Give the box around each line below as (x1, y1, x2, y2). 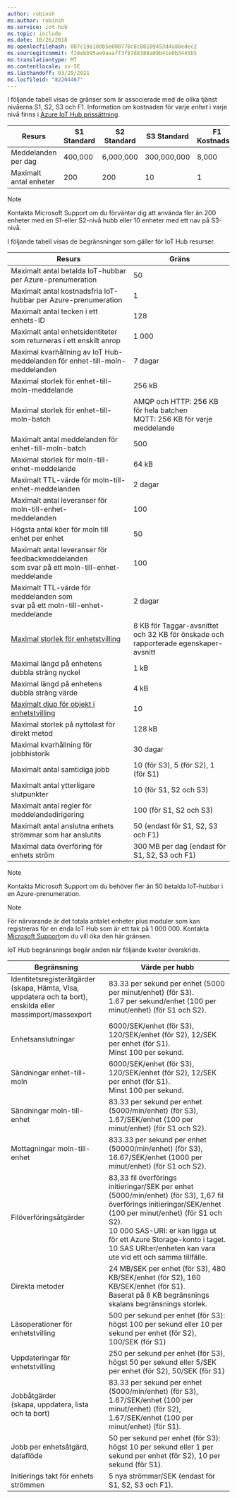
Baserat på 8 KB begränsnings (108, 1290, 209, 1300)
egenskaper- (178, 638, 224, 648)
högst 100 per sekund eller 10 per (108, 1320, 223, 1330)
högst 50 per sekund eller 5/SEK (108, 1357, 217, 1367)
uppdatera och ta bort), (11, 992, 88, 1002)
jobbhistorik (11, 749, 51, 759)
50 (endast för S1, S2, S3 (133, 821, 218, 831)
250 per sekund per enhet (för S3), (108, 1349, 226, 1358)
